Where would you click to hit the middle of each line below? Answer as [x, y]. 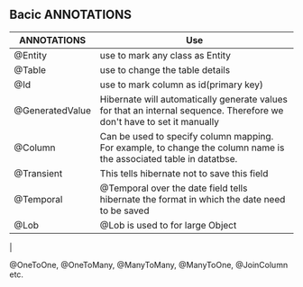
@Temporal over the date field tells [174, 188]
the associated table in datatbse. [169, 158]
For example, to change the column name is [192, 148]
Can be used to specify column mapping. [187, 136]
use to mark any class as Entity [165, 55]
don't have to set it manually [159, 121]
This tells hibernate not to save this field [184, 173]
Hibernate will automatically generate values [194, 99]
